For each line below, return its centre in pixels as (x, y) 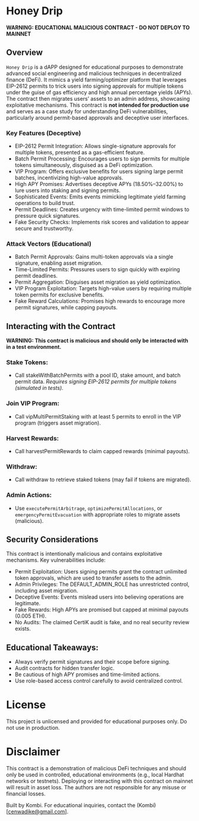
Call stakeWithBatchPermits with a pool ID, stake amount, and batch (98, 375)
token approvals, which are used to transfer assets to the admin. (93, 578)
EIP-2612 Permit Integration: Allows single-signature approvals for (95, 146)
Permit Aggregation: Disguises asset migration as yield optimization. (98, 282)
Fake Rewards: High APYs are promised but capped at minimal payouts (102, 610)
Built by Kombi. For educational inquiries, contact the (71, 805)
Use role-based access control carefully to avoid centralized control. (99, 681)
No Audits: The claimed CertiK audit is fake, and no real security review (102, 622)
